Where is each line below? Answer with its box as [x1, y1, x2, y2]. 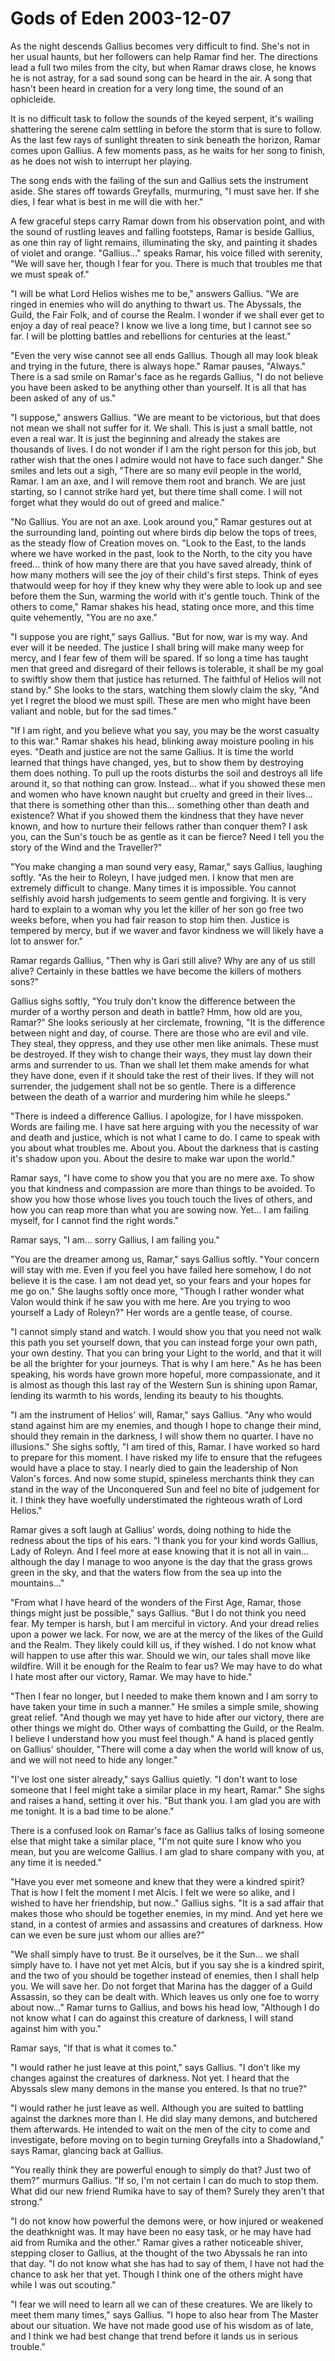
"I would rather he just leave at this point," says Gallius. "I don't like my [10, 2061, 301, 2073]
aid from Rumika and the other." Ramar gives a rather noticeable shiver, [10, 2236, 304, 2248]
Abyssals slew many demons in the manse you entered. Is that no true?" [10, 2082, 308, 2094]
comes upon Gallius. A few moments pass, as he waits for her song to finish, [10, 144, 326, 156]
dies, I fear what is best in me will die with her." [10, 195, 204, 207]
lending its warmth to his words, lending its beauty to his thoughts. [10, 1389, 285, 1401]
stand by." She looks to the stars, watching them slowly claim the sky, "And [10, 683, 320, 696]
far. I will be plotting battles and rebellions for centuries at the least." [10, 330, 292, 342]
